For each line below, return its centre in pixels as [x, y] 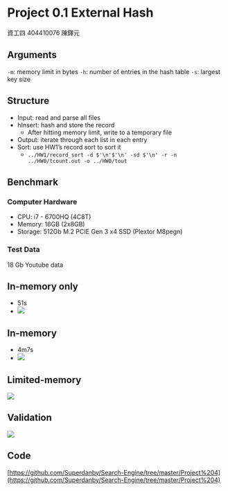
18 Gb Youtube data [35, 265]
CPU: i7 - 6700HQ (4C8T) [54, 217]
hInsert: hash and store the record [66, 125]
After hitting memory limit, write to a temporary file [99, 132]
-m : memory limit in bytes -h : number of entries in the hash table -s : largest [114, 71]
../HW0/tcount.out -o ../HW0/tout [77, 161]
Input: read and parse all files [59, 117]
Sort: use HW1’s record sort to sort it [69, 147]
